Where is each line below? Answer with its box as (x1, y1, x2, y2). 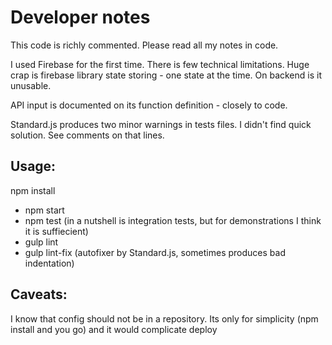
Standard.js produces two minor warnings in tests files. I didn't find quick (10, 118, 312, 130)
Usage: (10, 158, 57, 175)
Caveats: (10, 286, 68, 303)
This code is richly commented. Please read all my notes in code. (10, 39, 279, 51)
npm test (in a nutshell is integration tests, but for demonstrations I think (24, 214, 322, 226)
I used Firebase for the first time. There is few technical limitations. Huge (10, 58, 310, 70)
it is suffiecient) (24, 225, 89, 237)
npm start (24, 204, 65, 216)
